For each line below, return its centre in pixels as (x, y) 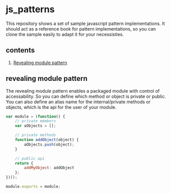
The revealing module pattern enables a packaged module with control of (83, 91)
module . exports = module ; (33, 187)
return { (24, 163)
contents (20, 50)
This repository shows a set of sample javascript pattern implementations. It (85, 23)
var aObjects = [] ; (36, 126)
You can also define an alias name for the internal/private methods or (78, 102)
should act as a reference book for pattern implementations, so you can (81, 29)
